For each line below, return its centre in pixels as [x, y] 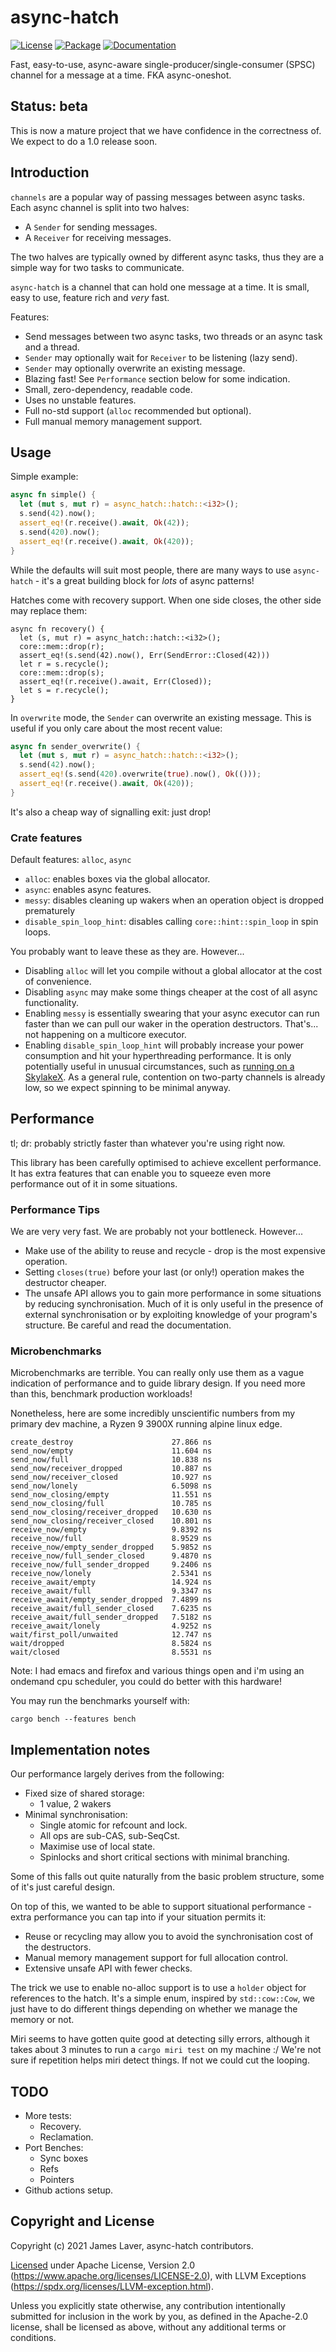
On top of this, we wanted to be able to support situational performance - [161, 1907]
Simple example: [44, 477]
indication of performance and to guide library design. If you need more [158, 1383]
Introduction [50, 172]
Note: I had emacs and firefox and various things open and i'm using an [157, 1671]
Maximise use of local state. [97, 1847]
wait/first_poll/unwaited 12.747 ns [111, 1635]
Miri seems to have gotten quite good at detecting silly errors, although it [160, 2039]
